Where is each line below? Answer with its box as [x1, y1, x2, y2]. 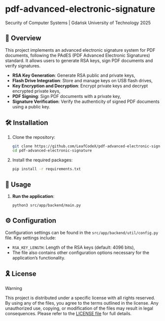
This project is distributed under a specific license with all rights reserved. [5, 294, 155, 301]
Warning [5, 285, 22, 291]
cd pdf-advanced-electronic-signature [12, 148, 92, 153]
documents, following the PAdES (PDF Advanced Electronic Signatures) [5, 52, 150, 58]
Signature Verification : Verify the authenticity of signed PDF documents [12, 98, 160, 104]
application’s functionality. [12, 255, 66, 260]
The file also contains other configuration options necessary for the [12, 250, 149, 256]
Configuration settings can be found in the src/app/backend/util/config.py [5, 229, 159, 235]
